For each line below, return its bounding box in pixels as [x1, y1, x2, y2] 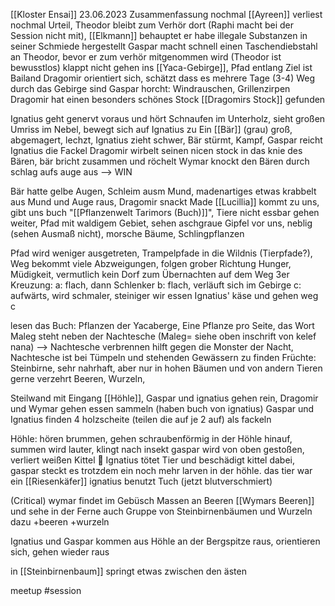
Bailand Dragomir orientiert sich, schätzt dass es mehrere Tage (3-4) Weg [10, 72, 316, 84]
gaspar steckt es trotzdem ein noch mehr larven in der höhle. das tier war [10, 465, 313, 476]
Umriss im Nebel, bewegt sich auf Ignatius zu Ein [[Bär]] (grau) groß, [10, 124, 293, 135]
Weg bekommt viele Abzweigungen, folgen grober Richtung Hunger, [10, 258, 292, 269]
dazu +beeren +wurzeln [10, 516, 110, 528]
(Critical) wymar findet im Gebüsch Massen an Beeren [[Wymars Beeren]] [10, 495, 315, 506]
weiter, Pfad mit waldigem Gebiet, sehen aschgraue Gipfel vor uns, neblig [10, 217, 313, 229]
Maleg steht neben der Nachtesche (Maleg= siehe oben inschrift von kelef [10, 330, 317, 342]
